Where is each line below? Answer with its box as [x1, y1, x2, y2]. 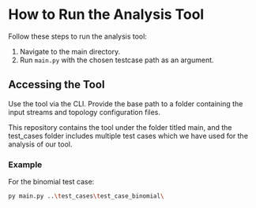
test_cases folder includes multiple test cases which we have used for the [8, 131, 249, 140]
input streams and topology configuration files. [8, 107, 160, 117]
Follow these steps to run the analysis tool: [8, 32, 148, 41]
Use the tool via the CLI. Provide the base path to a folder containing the [8, 98, 243, 108]
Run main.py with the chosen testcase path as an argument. [19, 55, 215, 65]
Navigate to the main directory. [19, 46, 121, 56]
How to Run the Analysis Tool [8, 6, 205, 24]
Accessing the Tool [8, 78, 105, 91]
